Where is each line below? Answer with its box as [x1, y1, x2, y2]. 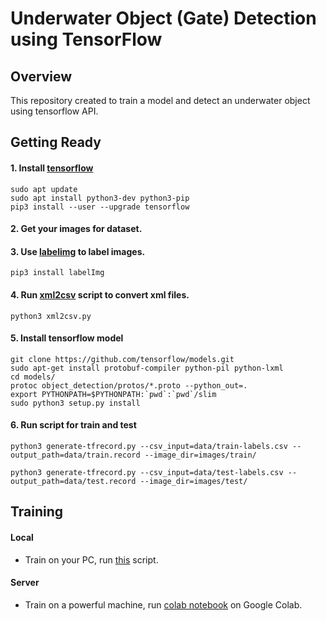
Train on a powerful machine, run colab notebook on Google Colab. [24, 598, 303, 611]
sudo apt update [10, 184, 78, 194]
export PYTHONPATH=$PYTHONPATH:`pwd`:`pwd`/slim [10, 389, 217, 399]
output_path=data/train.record [10, 450, 141, 460]
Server [10, 577, 40, 589]
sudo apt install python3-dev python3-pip [10, 193, 190, 203]
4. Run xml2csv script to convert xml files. [10, 288, 190, 301]
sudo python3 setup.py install [10, 398, 141, 408]
